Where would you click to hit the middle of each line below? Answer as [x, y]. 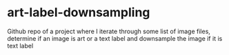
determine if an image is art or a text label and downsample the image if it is [115, 38]
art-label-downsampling [79, 13]
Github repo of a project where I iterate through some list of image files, [109, 31]
